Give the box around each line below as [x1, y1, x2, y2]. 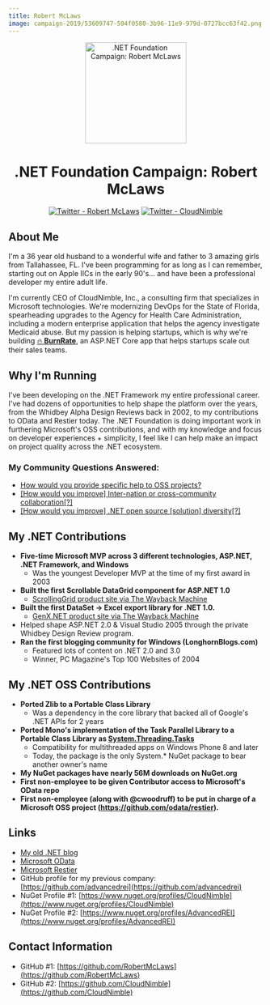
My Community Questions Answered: [8, 462, 160, 473]
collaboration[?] [19, 497, 73, 507]
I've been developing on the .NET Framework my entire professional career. [8, 390, 260, 400]
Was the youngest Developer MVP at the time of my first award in [32, 569, 251, 578]
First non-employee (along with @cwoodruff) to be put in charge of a [19, 794, 256, 803]
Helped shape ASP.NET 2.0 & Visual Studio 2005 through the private [19, 620, 249, 630]
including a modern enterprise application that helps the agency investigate [8, 319, 260, 329]
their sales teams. [8, 345, 68, 355]
